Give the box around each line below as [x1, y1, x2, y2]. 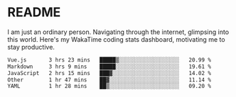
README [7, 4, 61, 21]
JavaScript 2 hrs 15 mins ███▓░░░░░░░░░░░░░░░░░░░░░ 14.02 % [7, 69, 212, 76]
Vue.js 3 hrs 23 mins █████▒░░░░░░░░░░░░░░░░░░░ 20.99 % [7, 56, 212, 64]
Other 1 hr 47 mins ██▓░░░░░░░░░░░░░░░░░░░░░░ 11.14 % [7, 76, 212, 84]
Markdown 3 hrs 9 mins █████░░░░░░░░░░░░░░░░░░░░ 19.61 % [7, 63, 212, 70]
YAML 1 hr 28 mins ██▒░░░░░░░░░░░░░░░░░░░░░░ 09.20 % [7, 83, 212, 90]
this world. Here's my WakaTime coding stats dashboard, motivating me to [7, 35, 225, 43]
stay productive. [7, 42, 55, 51]
